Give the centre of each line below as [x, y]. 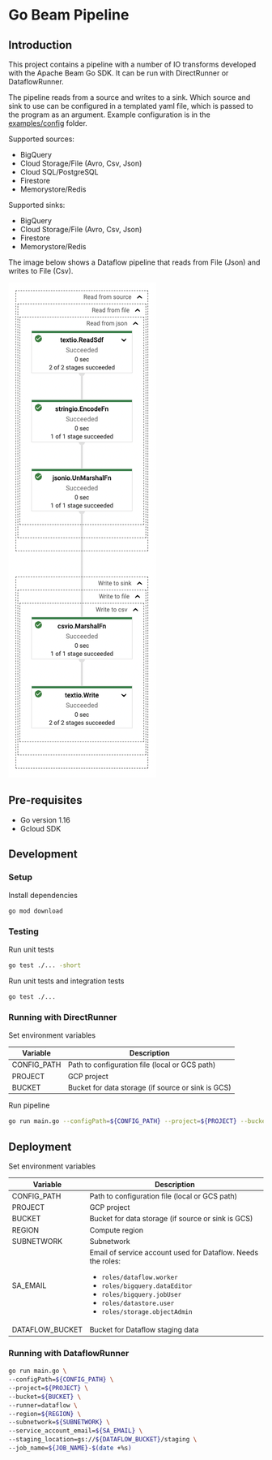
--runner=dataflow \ [43, 1405]
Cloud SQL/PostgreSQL [59, 172]
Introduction [40, 45]
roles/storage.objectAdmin [147, 1312]
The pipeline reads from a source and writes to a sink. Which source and [130, 97]
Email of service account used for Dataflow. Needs [174, 1253]
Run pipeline [29, 1105]
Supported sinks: [37, 205]
